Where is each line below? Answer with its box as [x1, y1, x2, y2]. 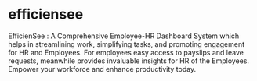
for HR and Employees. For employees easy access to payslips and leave [8, 48, 244, 57]
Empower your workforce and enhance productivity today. [8, 64, 197, 73]
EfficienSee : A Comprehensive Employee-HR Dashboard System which [8, 31, 240, 40]
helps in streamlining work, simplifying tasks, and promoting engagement [8, 39, 245, 48]
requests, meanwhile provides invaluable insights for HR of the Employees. [8, 56, 249, 65]
